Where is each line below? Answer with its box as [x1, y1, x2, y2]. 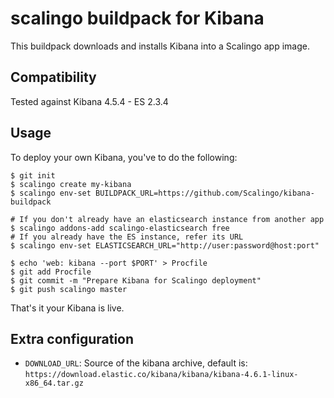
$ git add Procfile [10, 267, 92, 277]
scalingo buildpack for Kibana [10, 7, 265, 30]
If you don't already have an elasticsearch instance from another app [19, 214, 325, 224]
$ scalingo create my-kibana [10, 179, 132, 189]
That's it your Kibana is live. [10, 302, 125, 314]
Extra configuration [10, 330, 135, 347]
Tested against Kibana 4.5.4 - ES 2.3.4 [10, 95, 169, 107]
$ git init [10, 170, 56, 181]
